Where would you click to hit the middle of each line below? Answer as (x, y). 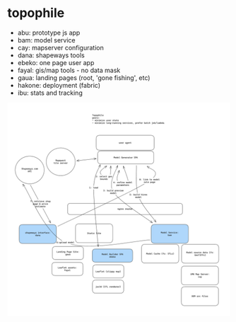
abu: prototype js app (49, 33)
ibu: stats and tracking (50, 93)
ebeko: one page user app (56, 62)
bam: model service (46, 40)
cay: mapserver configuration (60, 47)
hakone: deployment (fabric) (59, 85)
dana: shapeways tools (51, 55)
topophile (36, 13)
